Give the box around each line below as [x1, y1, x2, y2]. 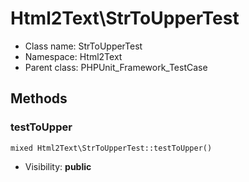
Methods [10, 90, 68, 107]
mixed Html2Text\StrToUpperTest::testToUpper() [10, 143, 213, 153]
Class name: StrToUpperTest [24, 40, 143, 52]
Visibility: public [24, 160, 92, 172]
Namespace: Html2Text [24, 50, 123, 62]
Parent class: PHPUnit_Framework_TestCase [24, 61, 208, 73]
